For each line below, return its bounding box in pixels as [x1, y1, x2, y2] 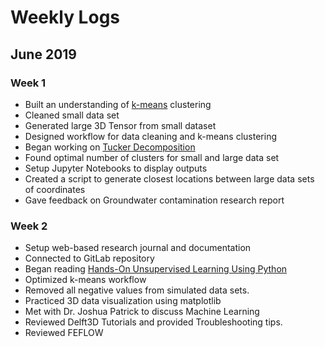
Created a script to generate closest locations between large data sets [24, 172, 315, 185]
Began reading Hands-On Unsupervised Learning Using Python [24, 263, 288, 275]
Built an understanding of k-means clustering [24, 98, 212, 110]
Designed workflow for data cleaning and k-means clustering [24, 130, 277, 142]
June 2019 [10, 46, 77, 63]
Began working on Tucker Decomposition [24, 141, 196, 153]
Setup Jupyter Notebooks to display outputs [24, 162, 208, 174]
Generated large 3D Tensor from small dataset [24, 119, 217, 131]
